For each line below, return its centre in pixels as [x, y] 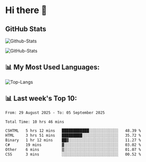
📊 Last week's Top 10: [41, 99]
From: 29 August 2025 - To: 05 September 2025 [55, 113]
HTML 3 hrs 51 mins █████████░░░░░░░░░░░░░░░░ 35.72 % [73, 136]
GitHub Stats [26, 29]
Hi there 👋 [26, 10]
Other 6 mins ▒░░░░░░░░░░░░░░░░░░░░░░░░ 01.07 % [73, 149]
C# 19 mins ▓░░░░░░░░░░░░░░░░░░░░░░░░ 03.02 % [73, 145]
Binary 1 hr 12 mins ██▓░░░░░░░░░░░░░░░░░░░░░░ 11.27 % [73, 140]
